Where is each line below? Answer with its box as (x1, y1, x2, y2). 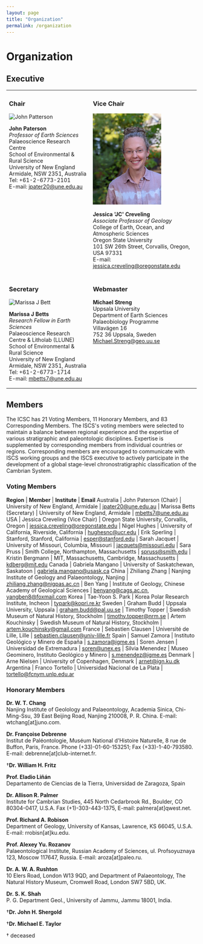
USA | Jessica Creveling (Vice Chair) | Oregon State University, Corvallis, (6, 515, 188, 523)
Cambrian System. (6, 467, 53, 475)
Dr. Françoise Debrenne (6, 730, 67, 738)
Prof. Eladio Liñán (6, 773, 51, 780)
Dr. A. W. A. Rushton (6, 865, 59, 872)
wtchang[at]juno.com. (6, 718, 62, 725)
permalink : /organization (6, 22, 71, 29)
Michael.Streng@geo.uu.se (92, 337, 160, 344)
